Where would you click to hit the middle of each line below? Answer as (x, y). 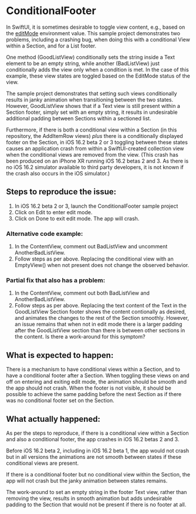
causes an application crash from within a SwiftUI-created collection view (95, 148)
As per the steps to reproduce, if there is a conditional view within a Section (97, 433)
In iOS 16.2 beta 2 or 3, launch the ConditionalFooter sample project (96, 206)
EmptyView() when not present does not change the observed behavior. (102, 265)
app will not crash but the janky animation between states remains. (87, 481)
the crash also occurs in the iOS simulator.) (58, 173)
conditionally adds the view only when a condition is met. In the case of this (97, 69)
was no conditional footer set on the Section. (60, 401)
